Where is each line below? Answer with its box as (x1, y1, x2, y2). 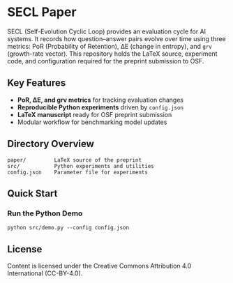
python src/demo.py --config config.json (7, 224, 130, 231)
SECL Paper (7, 4, 77, 20)
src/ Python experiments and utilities (7, 162, 155, 169)
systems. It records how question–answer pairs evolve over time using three (7, 34, 226, 43)
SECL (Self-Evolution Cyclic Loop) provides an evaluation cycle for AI (7, 27, 206, 36)
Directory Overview (7, 138, 94, 150)
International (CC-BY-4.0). (7, 269, 83, 277)
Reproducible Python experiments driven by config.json (17, 102, 183, 112)
